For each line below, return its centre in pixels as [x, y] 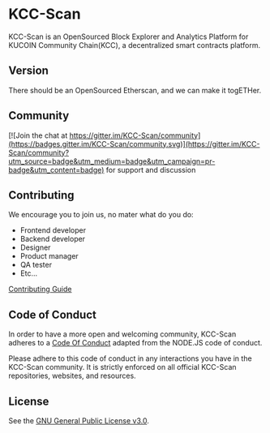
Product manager [49, 256]
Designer [35, 247]
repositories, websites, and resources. [72, 376]
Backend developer [53, 239]
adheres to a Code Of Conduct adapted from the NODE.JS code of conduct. [135, 343]
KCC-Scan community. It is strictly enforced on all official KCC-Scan [122, 367]
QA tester [36, 265]
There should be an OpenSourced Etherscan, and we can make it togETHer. [135, 90]
